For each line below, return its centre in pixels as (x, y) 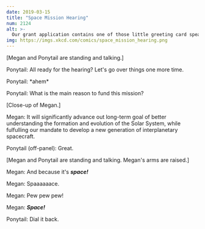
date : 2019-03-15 (28, 12)
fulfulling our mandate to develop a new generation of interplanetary (92, 130)
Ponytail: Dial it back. (33, 219)
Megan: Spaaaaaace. (33, 184)
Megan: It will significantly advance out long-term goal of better (86, 117)
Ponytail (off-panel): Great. (40, 148)
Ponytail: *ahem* (28, 81)
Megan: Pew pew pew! (35, 195)
